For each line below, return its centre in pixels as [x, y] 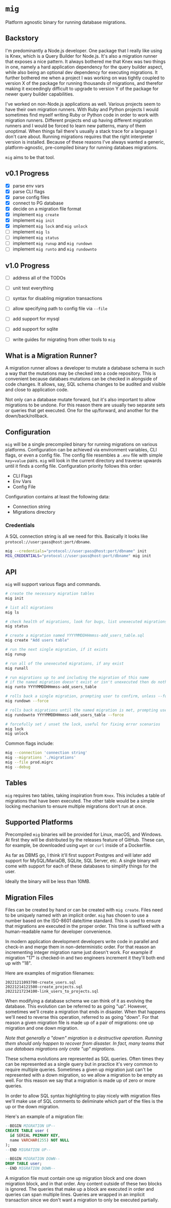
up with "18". [19, 963]
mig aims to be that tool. [30, 157]
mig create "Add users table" [37, 641]
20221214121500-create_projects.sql [44, 987]
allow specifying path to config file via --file [60, 309]
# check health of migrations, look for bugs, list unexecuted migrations [86, 622]
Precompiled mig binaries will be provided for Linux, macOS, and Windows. [84, 834]
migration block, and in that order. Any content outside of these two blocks [83, 1184]
